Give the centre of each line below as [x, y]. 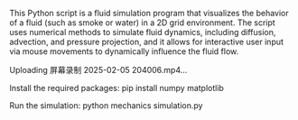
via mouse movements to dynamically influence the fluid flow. [124, 51]
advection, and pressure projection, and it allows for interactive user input [147, 42]
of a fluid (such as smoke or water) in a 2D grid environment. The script [142, 23]
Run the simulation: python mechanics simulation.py [106, 106]
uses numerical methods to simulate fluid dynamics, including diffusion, [143, 32]
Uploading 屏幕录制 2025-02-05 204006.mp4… [98, 70]
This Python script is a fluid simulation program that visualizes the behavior [149, 13]
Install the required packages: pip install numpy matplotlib [116, 88]
